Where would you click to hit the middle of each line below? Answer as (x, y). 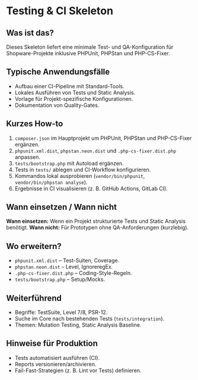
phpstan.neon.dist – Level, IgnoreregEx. (64, 267)
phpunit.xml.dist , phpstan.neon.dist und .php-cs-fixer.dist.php (95, 151)
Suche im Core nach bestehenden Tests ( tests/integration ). (90, 319)
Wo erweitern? (34, 246)
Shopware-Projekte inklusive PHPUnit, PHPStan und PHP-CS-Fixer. (88, 53)
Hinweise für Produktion (52, 344)
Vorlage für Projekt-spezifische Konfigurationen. (74, 98)
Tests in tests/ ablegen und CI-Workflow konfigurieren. (83, 170)
